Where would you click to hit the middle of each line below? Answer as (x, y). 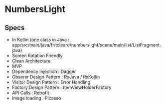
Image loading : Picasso (36, 98)
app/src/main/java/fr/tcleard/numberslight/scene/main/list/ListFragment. (86, 45)
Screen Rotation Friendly (37, 55)
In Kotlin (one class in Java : (41, 39)
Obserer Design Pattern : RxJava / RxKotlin (56, 77)
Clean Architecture (31, 61)
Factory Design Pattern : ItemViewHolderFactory (62, 87)
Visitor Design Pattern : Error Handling (51, 82)
